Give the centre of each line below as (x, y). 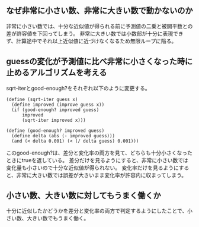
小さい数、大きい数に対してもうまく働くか (84, 196)
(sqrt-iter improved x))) (54, 120)
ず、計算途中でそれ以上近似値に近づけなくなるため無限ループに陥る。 (92, 41)
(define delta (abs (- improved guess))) (63, 135)
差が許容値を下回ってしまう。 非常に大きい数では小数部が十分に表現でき (95, 33)
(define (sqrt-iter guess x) (42, 99)
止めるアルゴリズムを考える (57, 73)
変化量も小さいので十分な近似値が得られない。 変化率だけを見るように (93, 168)
